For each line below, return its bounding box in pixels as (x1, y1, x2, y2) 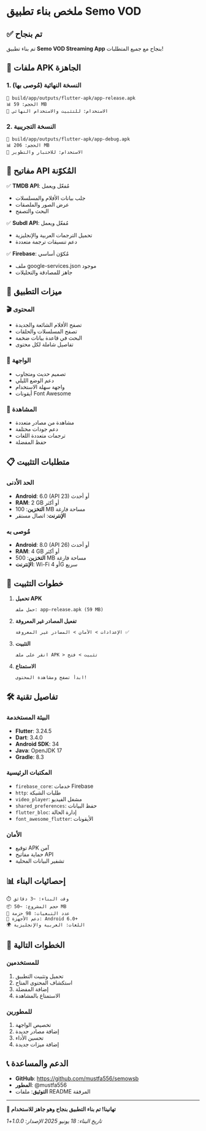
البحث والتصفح (15, 207, 49, 215)
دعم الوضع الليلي (15, 376, 54, 384)
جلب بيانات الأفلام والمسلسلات (15, 194, 86, 202)
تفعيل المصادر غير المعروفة (15, 617, 77, 625)
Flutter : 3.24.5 (15, 727, 52, 734)
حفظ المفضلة (15, 438, 47, 446)
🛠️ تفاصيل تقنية (6, 691, 58, 703)
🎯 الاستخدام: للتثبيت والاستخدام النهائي (6, 108, 109, 114)
